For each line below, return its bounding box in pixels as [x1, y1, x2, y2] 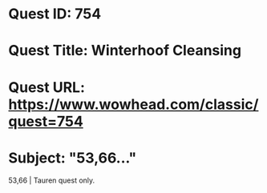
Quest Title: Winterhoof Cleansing [8, 42, 242, 60]
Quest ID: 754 [8, 5, 102, 23]
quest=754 [8, 112, 84, 131]
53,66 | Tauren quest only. [8, 175, 95, 185]
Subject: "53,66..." [8, 149, 137, 167]
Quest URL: [8, 78, 86, 96]
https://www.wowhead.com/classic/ [8, 95, 259, 113]
